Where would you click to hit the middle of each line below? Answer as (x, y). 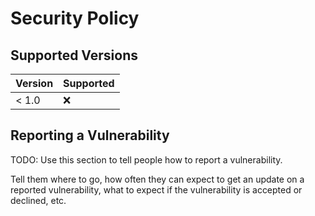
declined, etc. (38, 200)
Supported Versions (74, 55)
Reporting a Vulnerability (90, 135)
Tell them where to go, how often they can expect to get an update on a (157, 179)
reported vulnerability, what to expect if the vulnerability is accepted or (156, 189)
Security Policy (75, 18)
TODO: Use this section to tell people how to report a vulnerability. (146, 159)
